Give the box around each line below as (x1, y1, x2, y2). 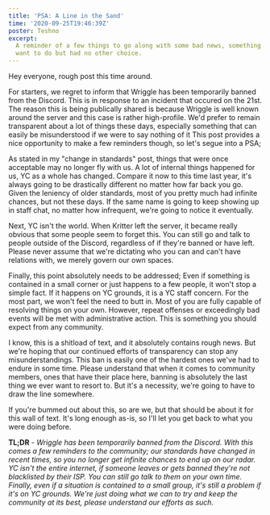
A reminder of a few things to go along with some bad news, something (15, 42, 262, 50)
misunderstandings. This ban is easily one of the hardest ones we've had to (8, 355, 260, 364)
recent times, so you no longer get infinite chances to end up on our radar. (8, 455, 256, 464)
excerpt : (8, 34, 38, 43)
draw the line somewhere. (8, 389, 95, 399)
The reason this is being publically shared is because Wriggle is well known (8, 104, 260, 114)
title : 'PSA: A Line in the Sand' (8, 11, 125, 20)
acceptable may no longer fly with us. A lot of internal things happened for (8, 163, 255, 172)
